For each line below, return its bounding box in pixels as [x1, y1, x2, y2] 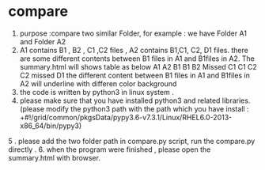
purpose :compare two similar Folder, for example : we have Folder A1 [19, 28, 248, 38]
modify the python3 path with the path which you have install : [46, 104, 249, 113]
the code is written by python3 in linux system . [19, 87, 174, 96]
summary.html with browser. [8, 153, 101, 162]
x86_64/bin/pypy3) [19, 121, 82, 130]
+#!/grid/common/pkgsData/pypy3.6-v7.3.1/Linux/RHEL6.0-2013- [19, 112, 233, 122]
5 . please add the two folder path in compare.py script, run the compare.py [8, 136, 256, 145]
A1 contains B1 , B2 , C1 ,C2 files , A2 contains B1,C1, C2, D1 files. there [19, 45, 249, 55]
